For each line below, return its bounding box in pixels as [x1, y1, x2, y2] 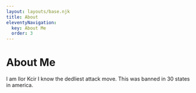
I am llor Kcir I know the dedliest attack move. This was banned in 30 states [6, 75, 190, 82]
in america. [6, 82, 34, 89]
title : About [6, 14, 38, 20]
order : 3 [11, 31, 33, 36]
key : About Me [11, 25, 46, 31]
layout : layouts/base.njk [6, 8, 70, 15]
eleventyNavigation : [6, 19, 57, 25]
